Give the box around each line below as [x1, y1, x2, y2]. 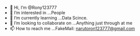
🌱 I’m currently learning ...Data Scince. [9, 15, 88, 20]
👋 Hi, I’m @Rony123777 [9, 5, 57, 10]
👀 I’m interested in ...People [9, 10, 65, 16]
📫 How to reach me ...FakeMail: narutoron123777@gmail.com [9, 26, 135, 31]
